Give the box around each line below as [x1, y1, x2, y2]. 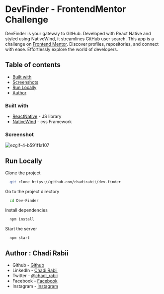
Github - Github [12, 262, 45, 268]
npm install [9, 217, 35, 221]
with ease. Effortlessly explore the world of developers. [5, 46, 118, 52]
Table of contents [5, 61, 61, 69]
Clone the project [5, 170, 41, 176]
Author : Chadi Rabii [5, 249, 69, 258]
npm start [9, 235, 30, 240]
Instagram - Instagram [12, 283, 58, 289]
